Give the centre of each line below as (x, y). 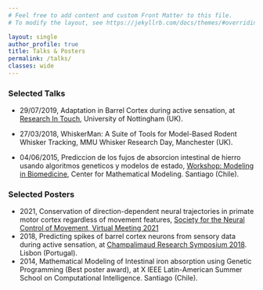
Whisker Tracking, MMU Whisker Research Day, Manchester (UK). (126, 143)
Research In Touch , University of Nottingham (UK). (101, 119)
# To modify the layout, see (56, 23)
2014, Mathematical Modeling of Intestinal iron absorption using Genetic (135, 261)
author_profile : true (43, 44)
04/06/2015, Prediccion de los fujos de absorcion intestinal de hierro (130, 158)
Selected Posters (41, 194)
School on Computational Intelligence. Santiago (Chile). (108, 278)
